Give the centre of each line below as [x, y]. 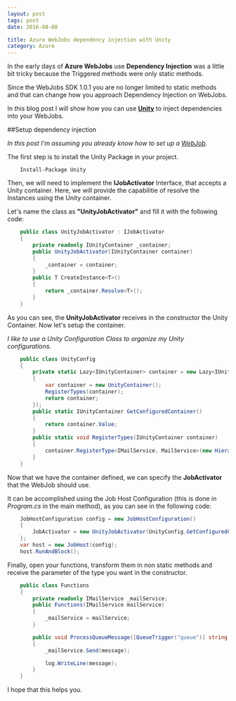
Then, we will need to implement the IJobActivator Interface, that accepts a [117, 183]
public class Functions [55, 585]
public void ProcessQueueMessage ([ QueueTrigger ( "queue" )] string [130, 637]
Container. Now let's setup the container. [66, 325]
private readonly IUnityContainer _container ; [102, 245]
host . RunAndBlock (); [50, 551]
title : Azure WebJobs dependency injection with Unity [89, 39]
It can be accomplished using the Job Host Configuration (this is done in [112, 498]
